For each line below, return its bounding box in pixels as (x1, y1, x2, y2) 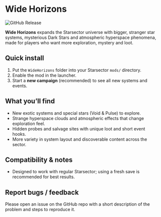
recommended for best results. (12, 174, 75, 180)
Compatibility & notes (5, 155, 73, 164)
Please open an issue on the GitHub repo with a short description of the (5, 201, 150, 207)
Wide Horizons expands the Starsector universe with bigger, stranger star (5, 29, 156, 35)
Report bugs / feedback (5, 188, 79, 196)
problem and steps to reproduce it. (5, 207, 75, 213)
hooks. (12, 131, 26, 137)
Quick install (5, 54, 44, 62)
